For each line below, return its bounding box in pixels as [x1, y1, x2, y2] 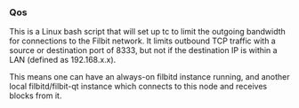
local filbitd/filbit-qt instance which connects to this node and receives [9, 81, 268, 92]
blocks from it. [9, 90, 62, 101]
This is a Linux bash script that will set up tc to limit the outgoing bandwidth [9, 27, 287, 37]
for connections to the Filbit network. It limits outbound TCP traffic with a [9, 35, 276, 46]
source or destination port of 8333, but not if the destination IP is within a [9, 45, 278, 56]
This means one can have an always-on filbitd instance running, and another [9, 72, 290, 82]
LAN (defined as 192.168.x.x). [9, 55, 117, 66]
